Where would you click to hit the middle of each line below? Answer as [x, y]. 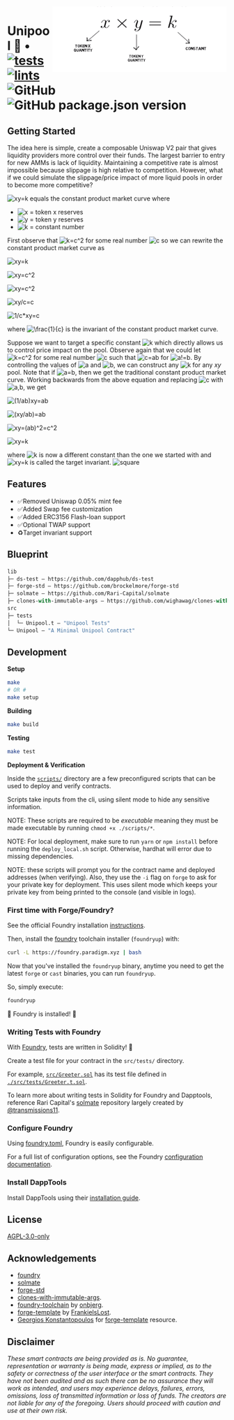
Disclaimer [31, 1341]
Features [27, 484]
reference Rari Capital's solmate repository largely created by [95, 1103]
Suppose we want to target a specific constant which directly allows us [115, 342]
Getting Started [41, 131]
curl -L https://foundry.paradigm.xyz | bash [74, 952]
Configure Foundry [40, 1128]
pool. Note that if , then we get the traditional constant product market [117, 372]
